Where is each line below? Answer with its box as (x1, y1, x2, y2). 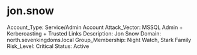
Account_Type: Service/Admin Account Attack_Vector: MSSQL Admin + (7, 24, 183, 31)
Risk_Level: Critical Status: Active (7, 43, 89, 50)
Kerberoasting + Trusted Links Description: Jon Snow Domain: (7, 30, 162, 37)
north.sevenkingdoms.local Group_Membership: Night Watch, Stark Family (7, 36, 192, 43)
